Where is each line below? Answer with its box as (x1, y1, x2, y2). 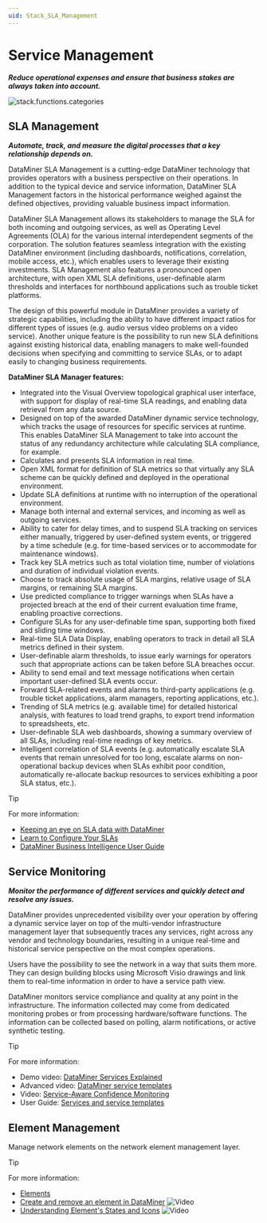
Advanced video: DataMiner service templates (19, 1081, 173, 1090)
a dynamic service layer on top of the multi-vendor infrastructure (8, 919, 222, 928)
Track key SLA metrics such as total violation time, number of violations (19, 558, 255, 567)
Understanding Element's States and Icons (19, 1205, 161, 1215)
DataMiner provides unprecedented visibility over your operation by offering (8, 910, 258, 919)
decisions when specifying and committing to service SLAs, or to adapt (8, 348, 242, 358)
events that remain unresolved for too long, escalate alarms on (19, 752, 226, 763)
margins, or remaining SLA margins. (19, 583, 138, 593)
